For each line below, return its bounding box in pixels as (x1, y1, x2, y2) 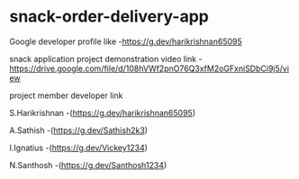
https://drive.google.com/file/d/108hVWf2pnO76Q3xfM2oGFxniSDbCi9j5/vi (9, 63, 290, 74)
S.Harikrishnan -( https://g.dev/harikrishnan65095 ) (9, 107, 196, 118)
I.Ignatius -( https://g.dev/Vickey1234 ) (9, 142, 149, 153)
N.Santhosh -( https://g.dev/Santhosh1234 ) (9, 159, 168, 170)
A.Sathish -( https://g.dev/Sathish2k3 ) (9, 124, 149, 136)
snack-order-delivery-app (9, 6, 209, 27)
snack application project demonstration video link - (9, 53, 203, 64)
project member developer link (9, 90, 123, 101)
